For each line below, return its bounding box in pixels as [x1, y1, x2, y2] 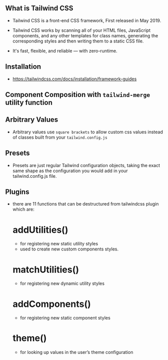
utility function [5, 98, 53, 107]
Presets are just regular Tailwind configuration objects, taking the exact [12, 162, 160, 168]
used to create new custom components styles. [20, 246, 119, 252]
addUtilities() [12, 224, 69, 235]
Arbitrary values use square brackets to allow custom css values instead [12, 129, 163, 135]
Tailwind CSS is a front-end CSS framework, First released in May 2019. [12, 17, 161, 23]
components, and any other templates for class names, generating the [12, 32, 158, 38]
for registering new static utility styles [20, 241, 98, 247]
